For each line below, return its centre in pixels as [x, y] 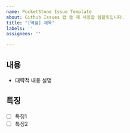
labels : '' [20, 28]
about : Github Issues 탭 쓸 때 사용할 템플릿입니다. [66, 17]
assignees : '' [24, 34]
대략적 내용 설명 [33, 80]
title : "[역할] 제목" [30, 23]
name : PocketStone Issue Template [49, 12]
